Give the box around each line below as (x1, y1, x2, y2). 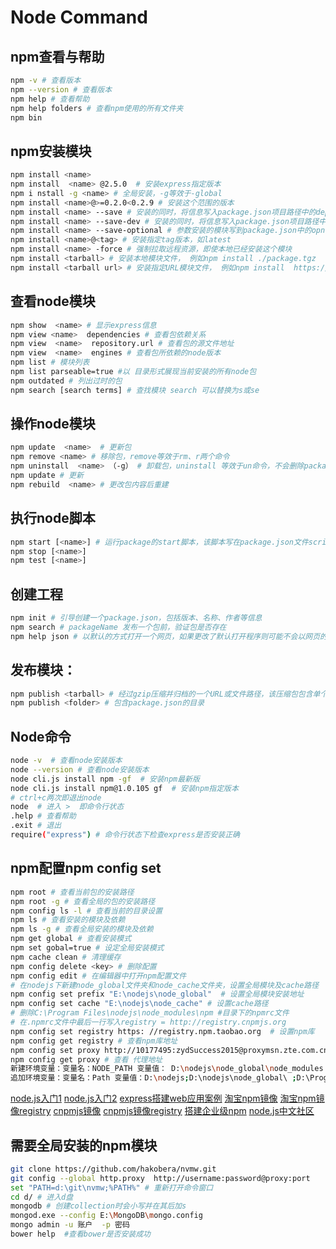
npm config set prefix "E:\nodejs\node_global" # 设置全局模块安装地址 (10, 989, 305, 1000)
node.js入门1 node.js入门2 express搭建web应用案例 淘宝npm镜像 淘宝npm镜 (10, 1092, 325, 1105)
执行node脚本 (10, 510, 96, 527)
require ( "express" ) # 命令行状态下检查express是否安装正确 (10, 830, 240, 840)
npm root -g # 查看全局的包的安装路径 (10, 896, 156, 906)
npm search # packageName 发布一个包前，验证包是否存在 (10, 622, 227, 632)
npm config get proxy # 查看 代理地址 (10, 1054, 163, 1065)
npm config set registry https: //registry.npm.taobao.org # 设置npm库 (10, 1026, 315, 1036)
